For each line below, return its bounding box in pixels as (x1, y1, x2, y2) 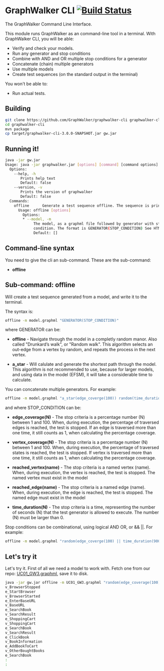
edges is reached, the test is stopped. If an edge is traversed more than (12, 425, 156, 431)
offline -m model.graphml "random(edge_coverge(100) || (5, 539, 121, 544)
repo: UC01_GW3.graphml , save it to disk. (5, 571, 89, 576)
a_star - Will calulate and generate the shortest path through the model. (12, 361, 157, 367)
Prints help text (20, 176, 56, 181)
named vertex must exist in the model (12, 475, 88, 481)
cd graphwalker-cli (5, 122, 45, 127)
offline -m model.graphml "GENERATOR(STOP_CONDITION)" (5, 318, 119, 323)
